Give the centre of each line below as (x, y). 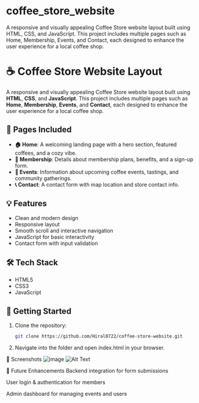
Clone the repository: (41, 326)
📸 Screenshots (24, 359)
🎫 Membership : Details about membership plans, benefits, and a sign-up (104, 159)
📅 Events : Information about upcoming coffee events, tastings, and (97, 172)
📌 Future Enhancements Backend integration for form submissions (87, 371)
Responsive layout (37, 224)
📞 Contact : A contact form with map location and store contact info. (97, 184)
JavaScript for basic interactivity (54, 237)
